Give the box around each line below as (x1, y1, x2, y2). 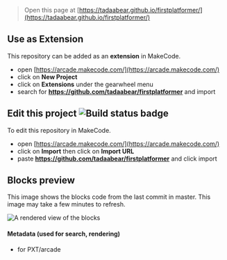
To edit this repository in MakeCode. (7, 126, 111, 134)
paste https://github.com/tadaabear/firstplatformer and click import (17, 154, 217, 163)
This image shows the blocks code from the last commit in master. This (7, 193, 211, 201)
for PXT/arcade (17, 245, 61, 253)
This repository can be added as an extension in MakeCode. (7, 51, 181, 60)
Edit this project (7, 108, 77, 120)
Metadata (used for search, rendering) (7, 229, 120, 238)
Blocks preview (7, 174, 75, 186)
